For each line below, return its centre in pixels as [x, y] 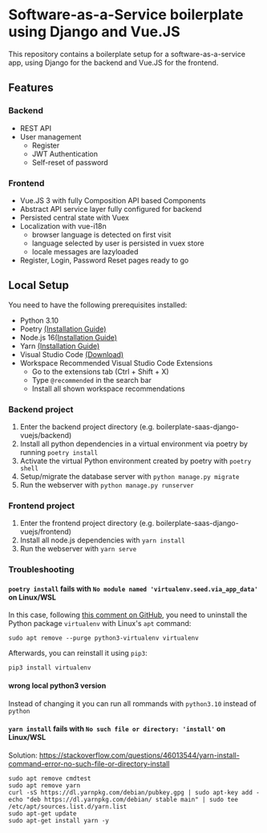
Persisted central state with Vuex [75, 217]
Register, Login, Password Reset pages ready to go [104, 260]
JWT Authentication [65, 153]
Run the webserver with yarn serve [78, 549]
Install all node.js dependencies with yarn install [103, 540]
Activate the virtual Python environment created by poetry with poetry [136, 461]
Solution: [23, 755]
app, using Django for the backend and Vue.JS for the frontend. [113, 63]
